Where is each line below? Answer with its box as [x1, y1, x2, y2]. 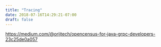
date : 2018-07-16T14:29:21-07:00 [5, 12, 77, 17]
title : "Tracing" [5, 7, 43, 13]
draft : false [5, 17, 33, 22]
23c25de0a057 [5, 36, 38, 42]
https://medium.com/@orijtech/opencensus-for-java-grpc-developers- [5, 31, 155, 37]
